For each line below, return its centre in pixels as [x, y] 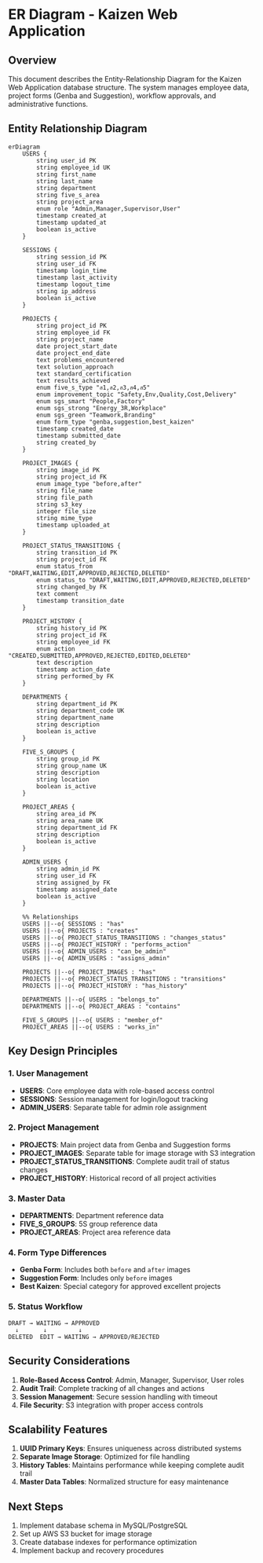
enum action [56, 649]
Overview [33, 60]
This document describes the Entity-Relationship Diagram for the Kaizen [125, 79]
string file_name [64, 490]
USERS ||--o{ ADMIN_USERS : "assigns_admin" [96, 958]
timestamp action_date [73, 670]
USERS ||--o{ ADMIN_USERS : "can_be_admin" [95, 951]
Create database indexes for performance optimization [108, 1543]
